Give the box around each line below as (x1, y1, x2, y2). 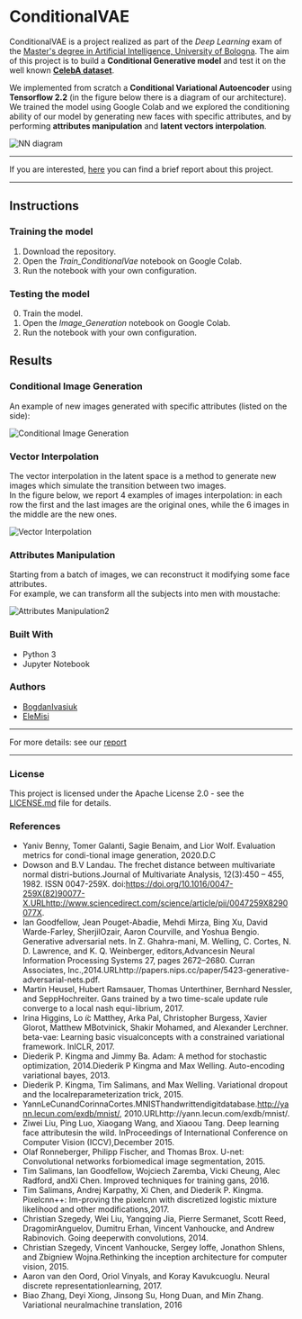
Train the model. (22, 308, 84, 319)
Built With (9, 628, 54, 641)
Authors (9, 681, 47, 693)
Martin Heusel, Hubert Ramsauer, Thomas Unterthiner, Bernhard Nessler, (22, 984, 293, 995)
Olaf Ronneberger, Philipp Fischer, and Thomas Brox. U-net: (22, 1146, 244, 1158)
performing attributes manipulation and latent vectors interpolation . (9, 120, 267, 131)
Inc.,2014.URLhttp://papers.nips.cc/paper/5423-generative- (67, 965, 290, 976)
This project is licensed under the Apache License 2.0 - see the (9, 788, 244, 799)
